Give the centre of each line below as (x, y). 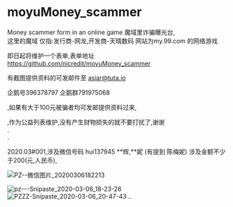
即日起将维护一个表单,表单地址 (51, 56)
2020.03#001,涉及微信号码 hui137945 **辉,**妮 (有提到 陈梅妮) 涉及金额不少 (116, 151)
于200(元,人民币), (32, 160)
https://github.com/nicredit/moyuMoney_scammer (79, 63)
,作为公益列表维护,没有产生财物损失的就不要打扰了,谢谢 (86, 122)
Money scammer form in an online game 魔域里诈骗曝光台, (91, 32)
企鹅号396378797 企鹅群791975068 (58, 92)
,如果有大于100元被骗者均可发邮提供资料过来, (72, 107)
